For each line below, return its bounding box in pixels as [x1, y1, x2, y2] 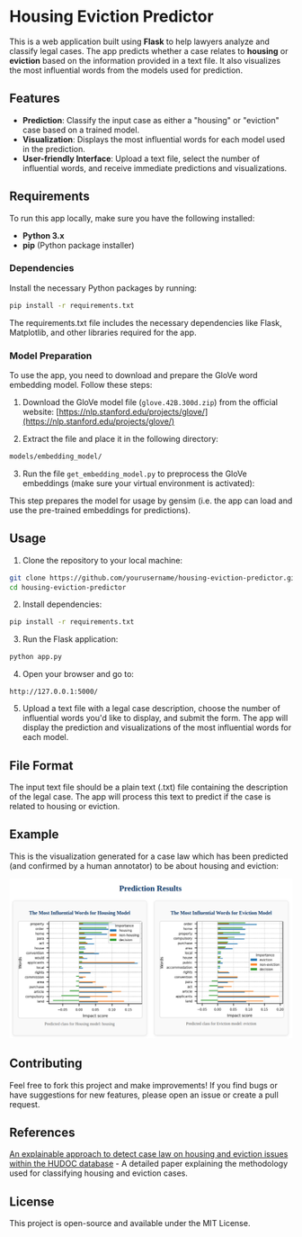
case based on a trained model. [22, 124, 140, 135]
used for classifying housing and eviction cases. [9, 1168, 189, 1178]
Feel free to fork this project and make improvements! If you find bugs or [9, 1079, 279, 1090]
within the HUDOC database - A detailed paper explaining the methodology [9, 1159, 289, 1169]
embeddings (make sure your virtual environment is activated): [22, 477, 255, 488]
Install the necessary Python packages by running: [9, 282, 198, 293]
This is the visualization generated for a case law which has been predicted [9, 851, 289, 862]
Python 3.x [22, 230, 65, 240]
